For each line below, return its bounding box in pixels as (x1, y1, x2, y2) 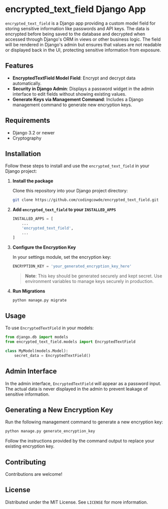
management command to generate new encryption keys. (12, 102, 132, 108)
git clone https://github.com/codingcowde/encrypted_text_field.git (12, 197, 159, 202)
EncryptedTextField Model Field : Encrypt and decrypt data (12, 75, 136, 81)
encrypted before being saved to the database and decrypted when (5, 31, 145, 37)
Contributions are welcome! (5, 471, 63, 477)
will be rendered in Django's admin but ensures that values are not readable (5, 41, 161, 47)
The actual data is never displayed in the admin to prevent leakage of (5, 386, 148, 392)
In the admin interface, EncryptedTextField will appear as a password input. (5, 380, 161, 386)
